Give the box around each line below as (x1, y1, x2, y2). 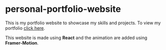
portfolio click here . (5, 25, 45, 31)
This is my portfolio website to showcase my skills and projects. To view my (5, 20, 161, 26)
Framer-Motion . (5, 40, 39, 46)
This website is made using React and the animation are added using (5, 35, 147, 41)
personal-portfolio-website (5, 3, 121, 15)
